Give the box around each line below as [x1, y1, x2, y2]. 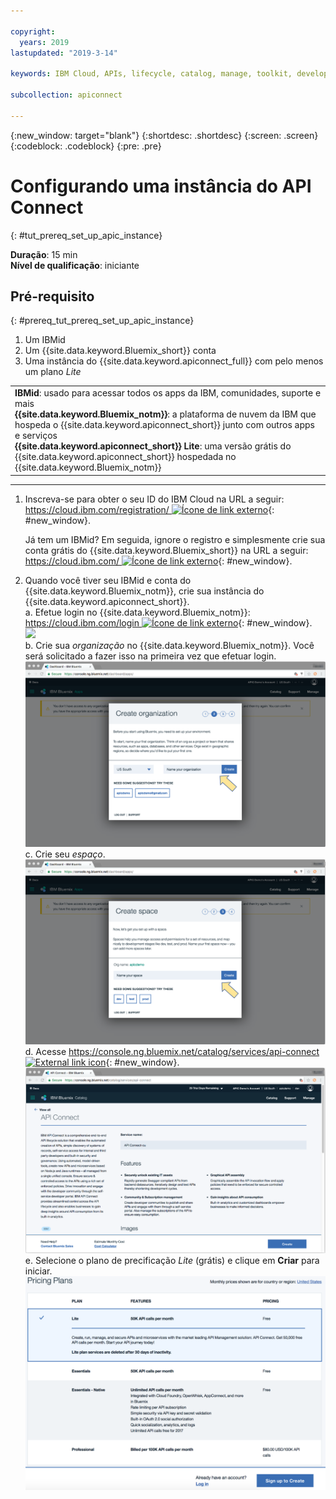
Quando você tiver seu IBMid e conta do [24, 574, 192, 586]
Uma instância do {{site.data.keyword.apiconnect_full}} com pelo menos [24, 355, 324, 367]
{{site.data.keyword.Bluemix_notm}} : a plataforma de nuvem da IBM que [14, 408, 317, 420]
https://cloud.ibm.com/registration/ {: [24, 503, 275, 515]
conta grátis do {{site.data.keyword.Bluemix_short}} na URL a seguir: [24, 544, 309, 556]
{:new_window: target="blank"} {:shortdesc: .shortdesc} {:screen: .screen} [10, 129, 319, 141]
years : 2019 [19, 37, 70, 47]
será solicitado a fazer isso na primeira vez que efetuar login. [24, 650, 277, 662]
